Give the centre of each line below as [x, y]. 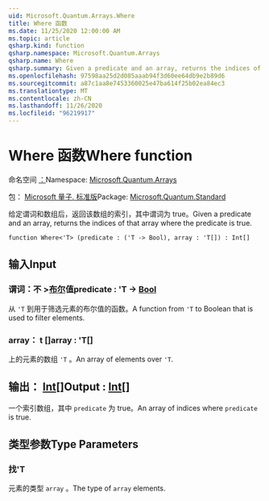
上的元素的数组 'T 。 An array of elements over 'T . [91, 359]
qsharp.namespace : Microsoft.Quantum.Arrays [84, 53]
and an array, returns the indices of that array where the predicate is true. [130, 223]
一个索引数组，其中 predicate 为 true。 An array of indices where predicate [133, 407]
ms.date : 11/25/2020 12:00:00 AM [64, 31]
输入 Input [32, 264]
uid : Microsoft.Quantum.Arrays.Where [72, 16]
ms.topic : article [39, 38]
